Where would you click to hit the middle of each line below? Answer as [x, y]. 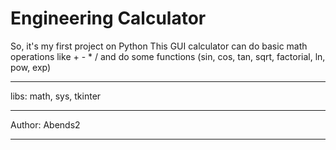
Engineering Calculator [108, 18]
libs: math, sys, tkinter [56, 96]
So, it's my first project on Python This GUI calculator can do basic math [159, 46]
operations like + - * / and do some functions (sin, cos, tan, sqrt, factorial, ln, [168, 56]
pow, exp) [31, 67]
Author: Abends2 [45, 124]
